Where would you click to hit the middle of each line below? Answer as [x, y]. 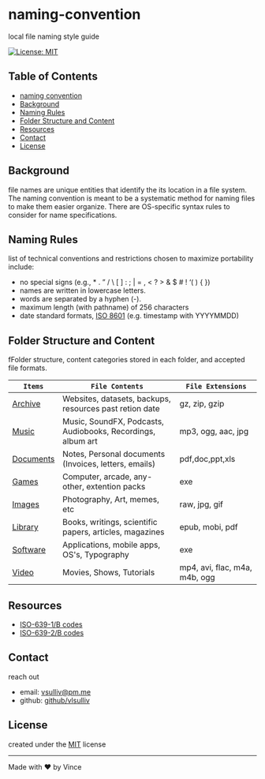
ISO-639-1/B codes [51, 624]
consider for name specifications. [63, 215]
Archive [26, 404]
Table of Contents [53, 77]
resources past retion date [111, 409]
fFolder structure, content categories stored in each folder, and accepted [127, 360]
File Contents [117, 387]
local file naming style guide [54, 36]
